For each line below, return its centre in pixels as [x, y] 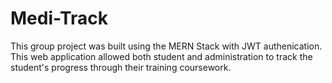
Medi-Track [59, 18]
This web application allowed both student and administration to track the [161, 56]
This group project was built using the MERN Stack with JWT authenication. [166, 46]
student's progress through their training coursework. [121, 67]
